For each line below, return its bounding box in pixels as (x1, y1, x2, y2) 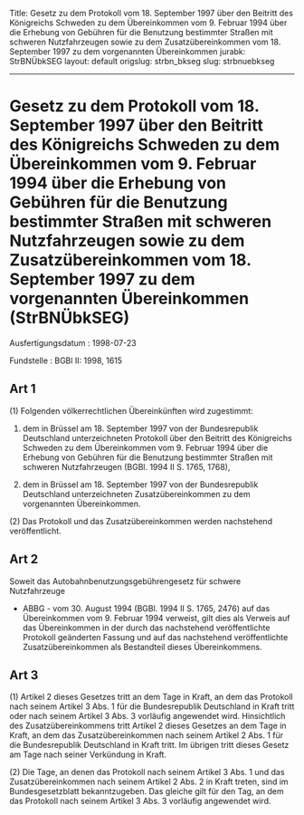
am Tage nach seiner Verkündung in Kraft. (9, 749, 167, 760)
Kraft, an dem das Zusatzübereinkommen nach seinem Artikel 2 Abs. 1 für (9, 730, 284, 741)
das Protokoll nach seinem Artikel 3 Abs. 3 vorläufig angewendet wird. (9, 796, 271, 807)
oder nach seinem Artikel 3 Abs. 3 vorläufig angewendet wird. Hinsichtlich (9, 711, 286, 722)
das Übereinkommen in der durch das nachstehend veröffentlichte (22, 622, 271, 633)
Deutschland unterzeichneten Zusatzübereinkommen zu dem (22, 488, 251, 499)
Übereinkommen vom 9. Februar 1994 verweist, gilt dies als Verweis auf (22, 612, 290, 623)
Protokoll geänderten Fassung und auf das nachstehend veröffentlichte (22, 631, 289, 642)
